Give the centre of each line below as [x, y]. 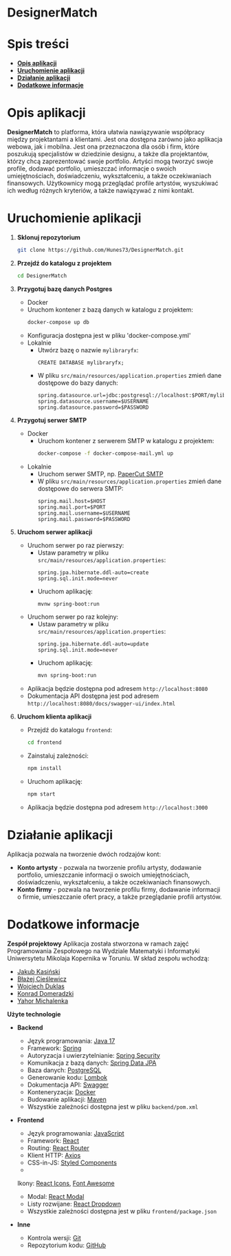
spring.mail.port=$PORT [71, 507]
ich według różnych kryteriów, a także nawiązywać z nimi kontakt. [101, 191]
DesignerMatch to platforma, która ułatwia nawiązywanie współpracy [106, 132]
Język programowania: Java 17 [71, 1041]
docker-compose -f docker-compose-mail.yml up [106, 453]
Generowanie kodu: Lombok [67, 1077]
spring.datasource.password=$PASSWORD [93, 407]
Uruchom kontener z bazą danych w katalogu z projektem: [110, 309]
